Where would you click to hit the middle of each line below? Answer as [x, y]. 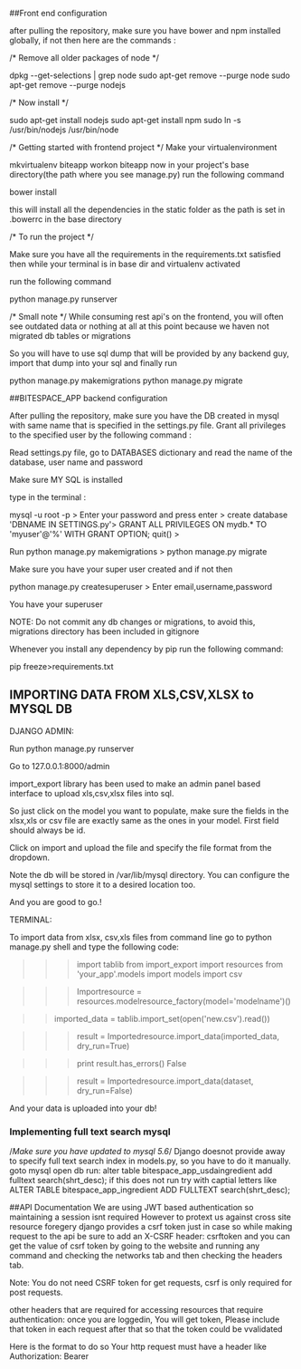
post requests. [36, 1292]
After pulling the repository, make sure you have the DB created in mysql [145, 415]
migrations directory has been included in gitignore [104, 631]
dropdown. [30, 857]
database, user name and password [76, 462]
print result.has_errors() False [132, 1063]
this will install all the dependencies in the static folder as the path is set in [147, 209]
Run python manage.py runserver [72, 748]
